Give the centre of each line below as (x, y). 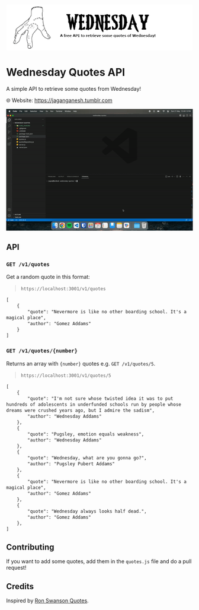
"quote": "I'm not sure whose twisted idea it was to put (100, 398)
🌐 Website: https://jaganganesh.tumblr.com (59, 100)
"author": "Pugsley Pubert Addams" (71, 464)
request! (16, 568)
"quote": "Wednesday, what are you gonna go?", (87, 458)
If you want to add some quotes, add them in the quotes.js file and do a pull (99, 561)
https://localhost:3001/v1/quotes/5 (66, 376)
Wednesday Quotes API (66, 72)
